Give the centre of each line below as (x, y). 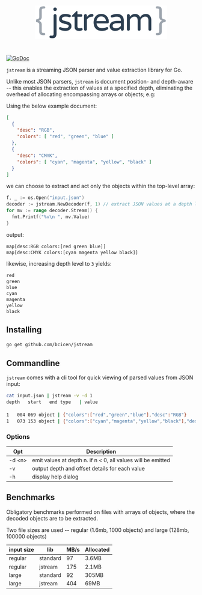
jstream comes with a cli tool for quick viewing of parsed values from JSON (100, 377)
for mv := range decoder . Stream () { (52, 211)
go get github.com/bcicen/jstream (50, 344)
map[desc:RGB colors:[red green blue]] (56, 246)
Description (101, 451)
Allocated (97, 550)
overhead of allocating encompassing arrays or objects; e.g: (81, 94)
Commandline (33, 363)
